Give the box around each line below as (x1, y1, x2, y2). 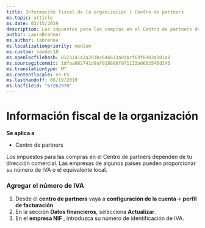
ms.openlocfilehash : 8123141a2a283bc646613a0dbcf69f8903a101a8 (6, 54, 171, 61)
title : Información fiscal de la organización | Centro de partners (6, 9, 184, 15)
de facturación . (15, 202, 55, 209)
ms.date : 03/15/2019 (6, 20, 59, 26)
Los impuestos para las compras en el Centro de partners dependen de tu (6, 153, 192, 160)
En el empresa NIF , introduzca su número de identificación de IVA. (15, 215, 184, 222)
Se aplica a (6, 129, 35, 136)
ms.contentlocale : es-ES (6, 72, 70, 78)
